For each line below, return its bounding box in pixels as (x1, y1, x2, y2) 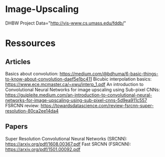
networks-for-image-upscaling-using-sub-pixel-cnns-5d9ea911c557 (5, 97, 147, 103)
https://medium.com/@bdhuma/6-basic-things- (59, 70, 158, 76)
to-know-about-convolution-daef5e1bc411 (5, 76, 92, 82)
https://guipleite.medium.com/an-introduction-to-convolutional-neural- (5, 91, 152, 98)
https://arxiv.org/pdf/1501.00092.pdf (5, 146, 81, 152)
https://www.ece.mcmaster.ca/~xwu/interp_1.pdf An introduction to (5, 81, 144, 87)
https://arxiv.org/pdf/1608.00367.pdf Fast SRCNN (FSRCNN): (5, 141, 131, 147)
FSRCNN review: (5, 102, 40, 108)
